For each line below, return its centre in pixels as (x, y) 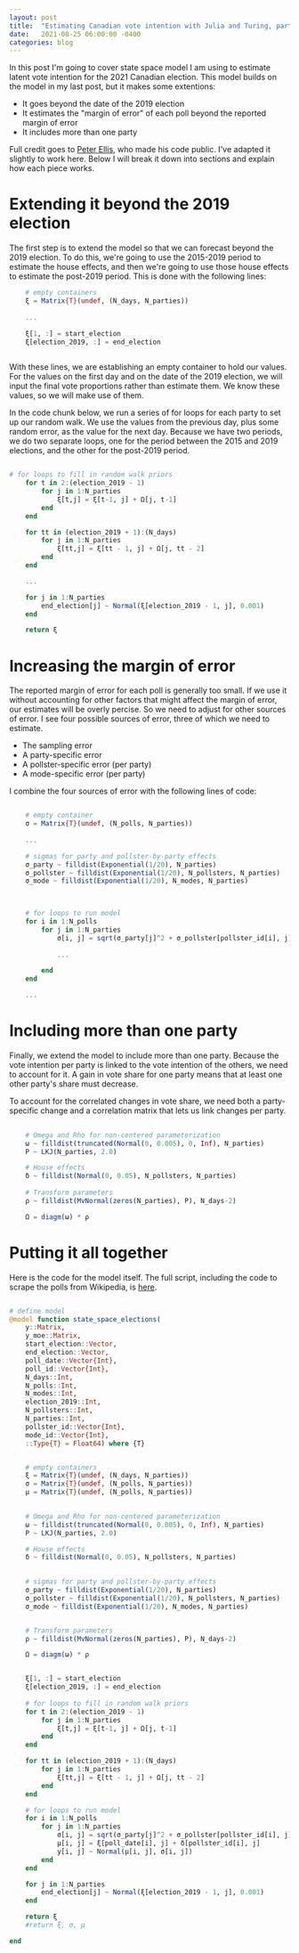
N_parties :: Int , (56, 1419)
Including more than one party (124, 1031)
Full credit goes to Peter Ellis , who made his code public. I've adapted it (140, 150)
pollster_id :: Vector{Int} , (75, 1427)
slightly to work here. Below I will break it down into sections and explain (142, 159)
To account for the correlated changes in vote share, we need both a (135, 1101)
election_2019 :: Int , (63, 1402)
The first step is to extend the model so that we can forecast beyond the (141, 248)
